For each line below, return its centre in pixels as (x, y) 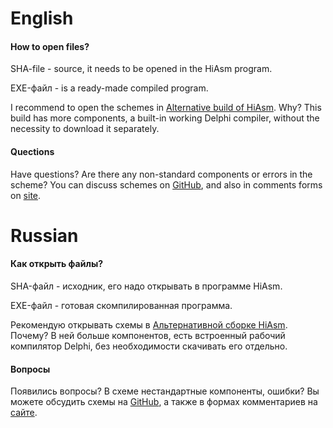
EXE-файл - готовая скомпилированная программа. (121, 305)
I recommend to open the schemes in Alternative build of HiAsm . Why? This (166, 108)
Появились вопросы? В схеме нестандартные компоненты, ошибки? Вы (165, 391)
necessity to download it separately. (85, 129)
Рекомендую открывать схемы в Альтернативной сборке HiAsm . (149, 324)
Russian (44, 235)
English (42, 18)
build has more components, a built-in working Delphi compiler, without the (165, 118)
